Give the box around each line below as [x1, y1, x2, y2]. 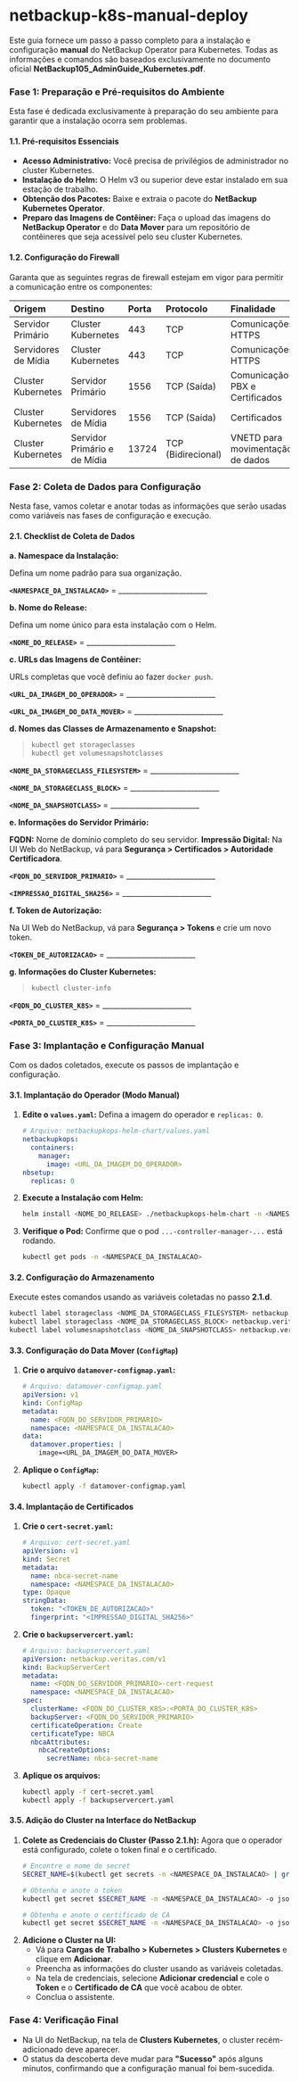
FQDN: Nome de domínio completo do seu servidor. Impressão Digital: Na [9, 834, 283, 844]
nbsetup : [21, 1168, 55, 1177]
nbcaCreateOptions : [38, 1746, 111, 1754]
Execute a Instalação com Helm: [21, 1192, 144, 1203]
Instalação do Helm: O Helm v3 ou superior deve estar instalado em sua [21, 175, 288, 186]
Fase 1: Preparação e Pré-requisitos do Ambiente [9, 86, 225, 98]
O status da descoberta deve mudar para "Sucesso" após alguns [21, 2053, 263, 2064]
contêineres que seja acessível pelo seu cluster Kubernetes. [21, 231, 243, 242]
